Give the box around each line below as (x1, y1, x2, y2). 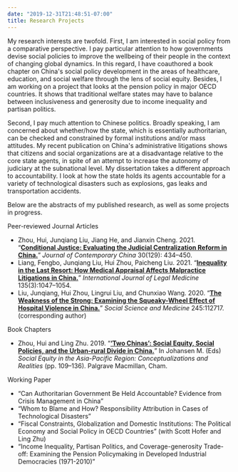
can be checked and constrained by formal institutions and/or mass (7, 133, 206, 142)
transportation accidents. (7, 187, 82, 195)
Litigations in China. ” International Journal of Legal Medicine (17, 273, 200, 282)
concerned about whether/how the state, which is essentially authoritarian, (7, 126, 227, 135)
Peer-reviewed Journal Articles (7, 221, 98, 230)
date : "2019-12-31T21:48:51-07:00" (7, 10, 113, 18)
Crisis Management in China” (17, 397, 104, 405)
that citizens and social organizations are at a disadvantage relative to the (7, 149, 224, 157)
